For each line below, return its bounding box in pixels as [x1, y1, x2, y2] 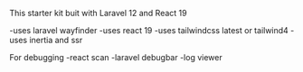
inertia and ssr [29, 35, 83, 45]
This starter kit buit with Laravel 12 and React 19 [9, 8, 187, 18]
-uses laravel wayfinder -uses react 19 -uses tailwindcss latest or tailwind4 [9, 25, 289, 35]
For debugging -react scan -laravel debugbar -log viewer [9, 52, 223, 62]
